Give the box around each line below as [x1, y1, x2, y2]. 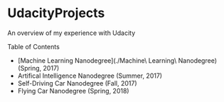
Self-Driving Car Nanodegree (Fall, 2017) [17, 78, 137, 87]
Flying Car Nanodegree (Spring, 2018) [17, 86, 129, 95]
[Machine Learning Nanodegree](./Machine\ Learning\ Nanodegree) [17, 56, 218, 65]
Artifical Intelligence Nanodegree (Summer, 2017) [17, 71, 162, 80]
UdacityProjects [7, 5, 105, 21]
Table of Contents [7, 42, 60, 51]
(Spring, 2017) [17, 63, 60, 72]
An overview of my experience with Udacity [7, 29, 136, 37]
